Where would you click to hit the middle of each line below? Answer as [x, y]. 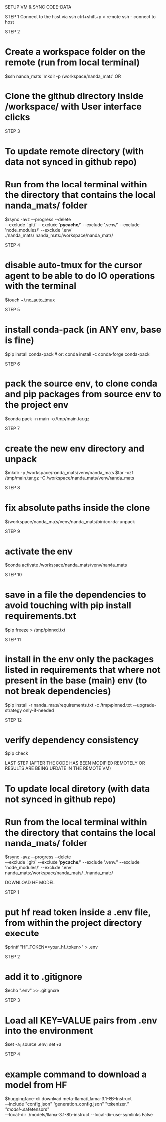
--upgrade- [145, 705]
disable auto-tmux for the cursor [74, 265]
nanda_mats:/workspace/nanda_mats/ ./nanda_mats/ [59, 873]
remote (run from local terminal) [73, 62]
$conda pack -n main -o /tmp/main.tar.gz [47, 419]
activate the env [39, 551]
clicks [18, 118]
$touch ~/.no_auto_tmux [30, 300]
